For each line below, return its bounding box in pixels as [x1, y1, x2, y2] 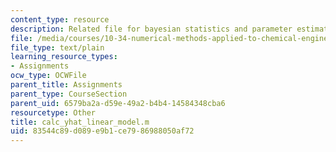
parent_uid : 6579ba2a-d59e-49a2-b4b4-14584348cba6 [10, 98, 226, 108]
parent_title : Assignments [10, 80, 123, 90]
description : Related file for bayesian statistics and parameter [10, 24, 293, 34]
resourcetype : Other [10, 107, 97, 118]
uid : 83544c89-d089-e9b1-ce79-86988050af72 [10, 126, 195, 136]
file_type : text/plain [10, 42, 105, 53]
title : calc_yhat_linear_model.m [10, 117, 150, 127]
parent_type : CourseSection [10, 89, 128, 99]
